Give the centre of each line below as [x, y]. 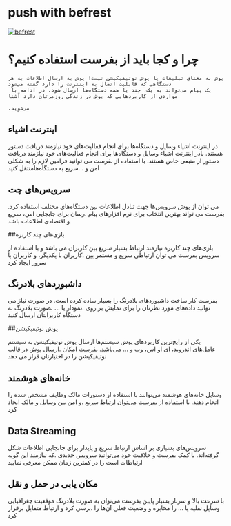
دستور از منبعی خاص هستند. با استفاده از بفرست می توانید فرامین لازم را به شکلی [113, 161]
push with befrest [60, 13]
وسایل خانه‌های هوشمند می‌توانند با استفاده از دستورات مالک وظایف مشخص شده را [115, 395]
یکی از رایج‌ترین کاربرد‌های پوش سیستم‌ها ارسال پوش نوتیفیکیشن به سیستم [104, 342]
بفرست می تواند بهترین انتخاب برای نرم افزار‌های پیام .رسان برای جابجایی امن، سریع [116, 213]
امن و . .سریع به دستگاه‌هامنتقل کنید [53, 168]
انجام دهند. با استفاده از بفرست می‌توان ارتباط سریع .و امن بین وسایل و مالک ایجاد [113, 402]
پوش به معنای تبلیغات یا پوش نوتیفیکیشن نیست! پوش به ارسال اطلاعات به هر [116, 78]
